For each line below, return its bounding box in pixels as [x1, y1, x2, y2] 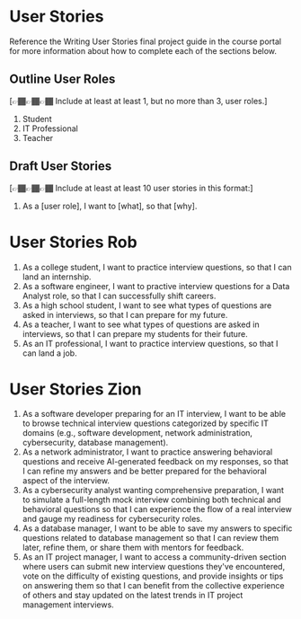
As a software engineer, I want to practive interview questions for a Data [22, 280, 290, 291]
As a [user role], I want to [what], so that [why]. [22, 200, 198, 211]
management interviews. [22, 599, 114, 610]
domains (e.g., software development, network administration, [22, 428, 253, 438]
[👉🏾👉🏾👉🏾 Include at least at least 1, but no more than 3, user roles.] [9, 95, 268, 106]
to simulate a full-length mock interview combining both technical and [22, 494, 281, 505]
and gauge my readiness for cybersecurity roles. [22, 514, 203, 525]
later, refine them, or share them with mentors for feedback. [22, 542, 244, 553]
